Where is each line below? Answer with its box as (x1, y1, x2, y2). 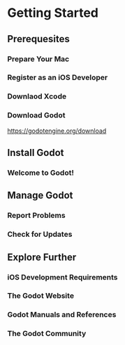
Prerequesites (7, 33, 70, 45)
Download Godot (7, 110, 66, 120)
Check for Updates (7, 230, 73, 240)
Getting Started (7, 5, 99, 21)
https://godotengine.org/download (7, 126, 107, 135)
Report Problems (7, 211, 66, 221)
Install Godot (7, 147, 64, 159)
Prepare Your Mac (7, 54, 70, 64)
